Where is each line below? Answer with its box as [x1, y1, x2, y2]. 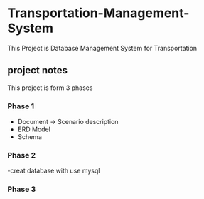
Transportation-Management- [7, 5, 190, 21]
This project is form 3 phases [7, 83, 93, 92]
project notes [7, 64, 68, 76]
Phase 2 [7, 150, 36, 160]
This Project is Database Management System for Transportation [7, 44, 198, 52]
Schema [17, 133, 43, 141]
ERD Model [17, 125, 51, 133]
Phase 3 [7, 184, 36, 194]
